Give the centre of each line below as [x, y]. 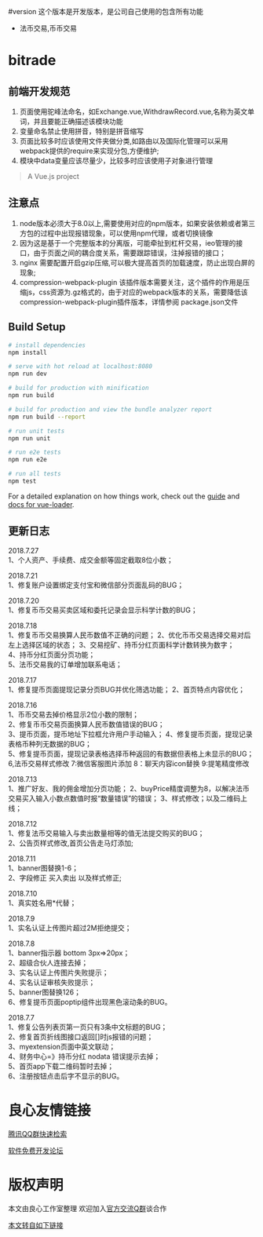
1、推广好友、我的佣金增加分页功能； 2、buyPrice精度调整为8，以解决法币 [129, 788]
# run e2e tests [35, 452]
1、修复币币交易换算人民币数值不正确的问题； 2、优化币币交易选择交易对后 [130, 635]
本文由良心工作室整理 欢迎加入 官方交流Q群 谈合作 [88, 1208]
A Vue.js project [53, 176]
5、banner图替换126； [44, 992]
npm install [27, 352]
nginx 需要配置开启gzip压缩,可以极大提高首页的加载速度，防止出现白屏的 [137, 262]
